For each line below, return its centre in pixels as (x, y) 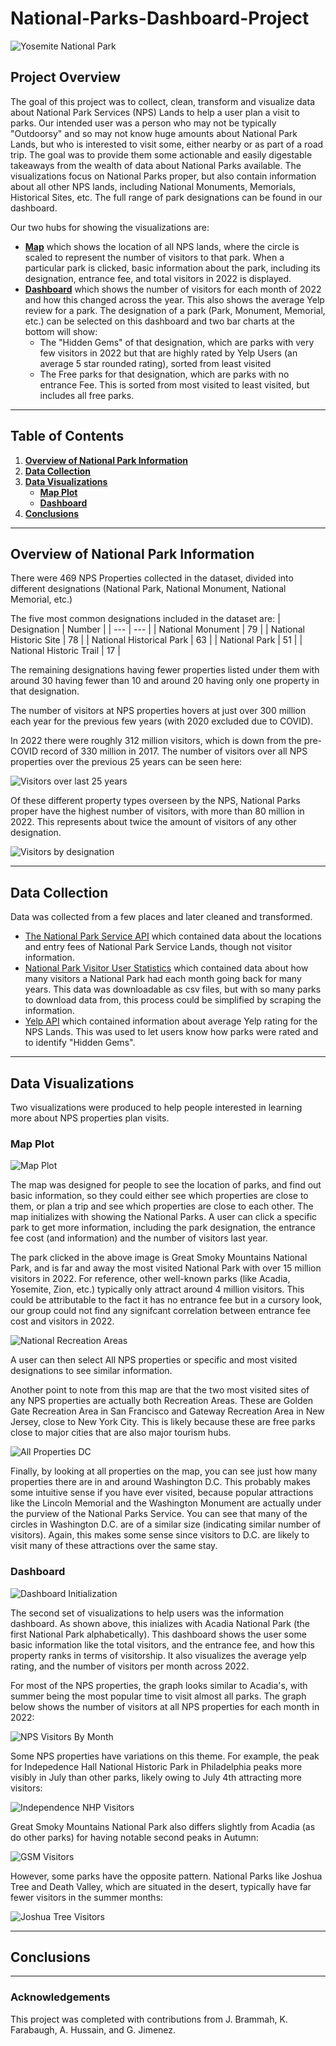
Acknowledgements (60, 1997)
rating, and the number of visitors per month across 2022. (130, 1666)
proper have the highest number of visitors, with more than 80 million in (157, 811)
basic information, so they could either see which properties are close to (159, 1196)
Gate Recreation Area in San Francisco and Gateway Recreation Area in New (167, 1411)
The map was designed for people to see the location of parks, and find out (166, 1185)
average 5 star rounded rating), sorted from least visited (155, 363)
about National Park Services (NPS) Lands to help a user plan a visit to (155, 112)
